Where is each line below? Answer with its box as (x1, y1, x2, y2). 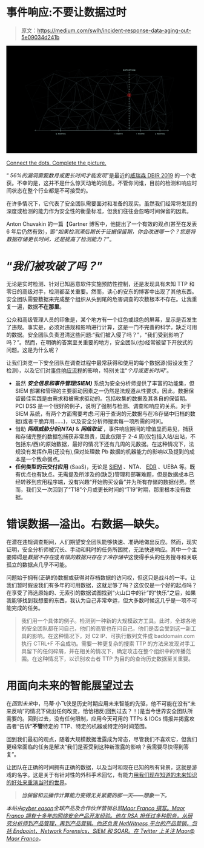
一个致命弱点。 (25, 456, 64, 463)
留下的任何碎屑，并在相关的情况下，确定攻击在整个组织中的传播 (26, 648, 186, 655)
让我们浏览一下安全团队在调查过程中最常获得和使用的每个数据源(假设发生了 (6, 359, 194, 367)
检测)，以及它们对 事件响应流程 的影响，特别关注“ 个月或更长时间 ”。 (6, 367, 173, 374)
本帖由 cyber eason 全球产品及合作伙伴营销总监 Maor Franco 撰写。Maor (6, 805, 186, 812)
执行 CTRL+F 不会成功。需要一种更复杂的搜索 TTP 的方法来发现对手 (21, 640, 191, 647)
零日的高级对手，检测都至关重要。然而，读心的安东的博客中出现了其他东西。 (6, 288, 197, 295)
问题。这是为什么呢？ (6, 347, 59, 354)
